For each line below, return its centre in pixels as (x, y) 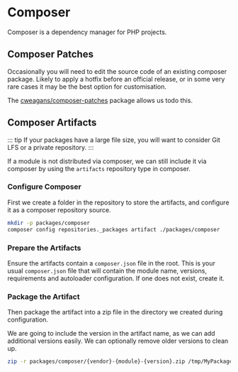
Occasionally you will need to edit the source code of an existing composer (117, 71)
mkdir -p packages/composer (49, 223)
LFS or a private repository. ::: (51, 147)
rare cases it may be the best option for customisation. (87, 87)
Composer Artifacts (52, 122)
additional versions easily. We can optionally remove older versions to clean (118, 341)
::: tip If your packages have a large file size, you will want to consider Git (114, 140)
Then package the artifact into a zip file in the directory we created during (115, 312)
